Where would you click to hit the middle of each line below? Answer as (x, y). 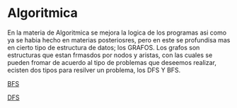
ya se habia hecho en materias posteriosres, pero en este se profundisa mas (119, 40)
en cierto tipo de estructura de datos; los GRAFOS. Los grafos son (104, 47)
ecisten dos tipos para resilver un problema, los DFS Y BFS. (94, 70)
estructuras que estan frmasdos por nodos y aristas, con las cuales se (110, 55)
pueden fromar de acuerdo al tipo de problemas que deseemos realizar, (112, 62)
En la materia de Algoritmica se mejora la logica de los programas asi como (117, 32)
